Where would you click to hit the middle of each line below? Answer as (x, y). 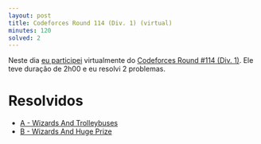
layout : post (30, 16)
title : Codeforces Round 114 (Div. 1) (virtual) (90, 23)
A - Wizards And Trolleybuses (69, 123)
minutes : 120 (30, 30)
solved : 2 (25, 38)
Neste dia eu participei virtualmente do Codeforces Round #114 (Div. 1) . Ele (131, 60)
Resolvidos (46, 101)
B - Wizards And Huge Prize (66, 131)
